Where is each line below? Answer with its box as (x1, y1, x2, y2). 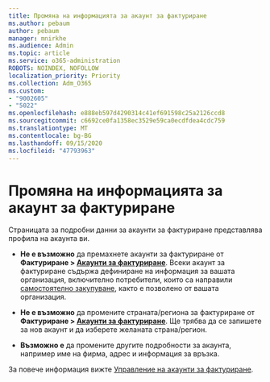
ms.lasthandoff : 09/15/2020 (8, 139, 103, 147)
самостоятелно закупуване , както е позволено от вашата (19, 284, 219, 293)
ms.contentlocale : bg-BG (8, 131, 92, 139)
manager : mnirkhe (8, 34, 67, 43)
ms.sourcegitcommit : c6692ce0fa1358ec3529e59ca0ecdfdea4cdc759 (8, 117, 226, 125)
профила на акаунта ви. (8, 234, 90, 243)
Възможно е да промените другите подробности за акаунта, (19, 340, 232, 351)
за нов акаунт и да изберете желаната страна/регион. (19, 325, 208, 334)
